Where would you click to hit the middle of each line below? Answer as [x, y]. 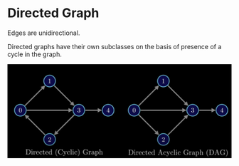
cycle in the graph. [34, 54]
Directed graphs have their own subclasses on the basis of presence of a [115, 46]
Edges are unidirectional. [44, 33]
